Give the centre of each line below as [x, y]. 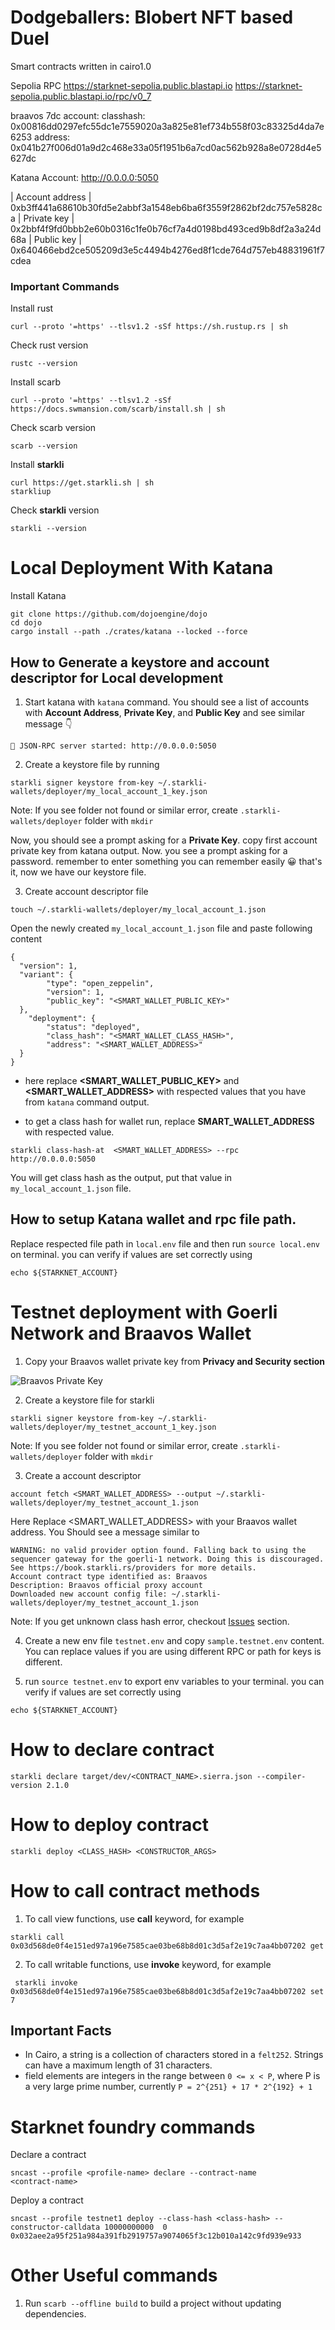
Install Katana [38, 596]
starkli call [37, 1937]
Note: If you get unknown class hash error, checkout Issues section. [150, 1621]
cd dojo [26, 623]
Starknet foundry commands [133, 2127]
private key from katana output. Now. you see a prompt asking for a [149, 850]
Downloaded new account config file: [89, 1594]
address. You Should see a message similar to [105, 1532]
